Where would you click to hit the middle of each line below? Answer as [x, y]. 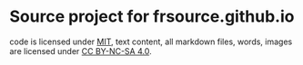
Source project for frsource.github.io [152, 17]
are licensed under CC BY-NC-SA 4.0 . [81, 51]
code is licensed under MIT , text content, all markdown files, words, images [151, 42]
